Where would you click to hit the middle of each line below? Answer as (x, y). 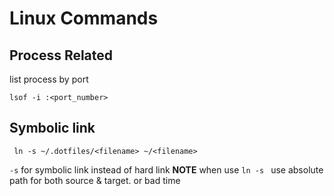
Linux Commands (84, 18)
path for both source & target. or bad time (95, 180)
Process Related (61, 55)
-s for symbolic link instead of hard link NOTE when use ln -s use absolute (166, 169)
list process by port (49, 79)
